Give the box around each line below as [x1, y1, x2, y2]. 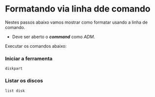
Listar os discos [5, 77, 43, 84]
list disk [5, 88, 25, 93]
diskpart [5, 66, 23, 71]
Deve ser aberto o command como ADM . [12, 34, 95, 40]
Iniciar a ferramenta [5, 55, 52, 62]
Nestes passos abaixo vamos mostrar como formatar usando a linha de [5, 19, 148, 25]
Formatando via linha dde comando [5, 3, 151, 14]
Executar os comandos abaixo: [5, 43, 67, 49]
